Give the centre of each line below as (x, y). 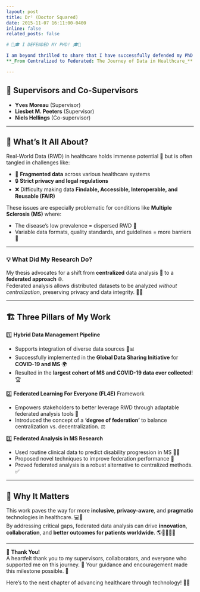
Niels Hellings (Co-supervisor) (53, 118)
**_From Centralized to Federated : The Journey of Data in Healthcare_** (100, 61)
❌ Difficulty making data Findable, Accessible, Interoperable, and (96, 189)
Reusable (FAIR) (35, 196)
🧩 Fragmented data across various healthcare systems (82, 174)
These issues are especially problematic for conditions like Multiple (89, 208)
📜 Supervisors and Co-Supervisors (72, 91)
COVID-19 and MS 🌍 (41, 364)
